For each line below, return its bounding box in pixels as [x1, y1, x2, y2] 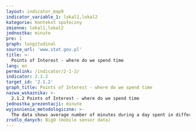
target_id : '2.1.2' [6, 79, 54, 85]
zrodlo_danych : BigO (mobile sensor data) [6, 117, 111, 123]
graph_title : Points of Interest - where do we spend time [6, 85, 153, 91]
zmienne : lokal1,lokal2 [6, 25, 64, 31]
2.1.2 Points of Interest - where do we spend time [11, 95, 140, 101]
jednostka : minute [6, 30, 51, 36]
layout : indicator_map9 [6, 8, 64, 15]
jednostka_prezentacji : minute [6, 100, 82, 107]
